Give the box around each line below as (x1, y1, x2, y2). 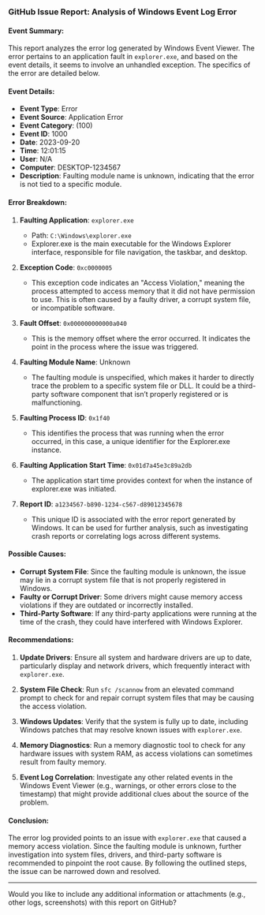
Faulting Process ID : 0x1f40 (19, 413, 110, 422)
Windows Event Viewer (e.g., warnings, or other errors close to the (19, 780, 237, 790)
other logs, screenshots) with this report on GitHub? (8, 898, 177, 907)
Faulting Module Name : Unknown (19, 357, 131, 367)
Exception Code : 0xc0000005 (19, 263, 113, 272)
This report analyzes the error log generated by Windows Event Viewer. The (8, 43, 255, 53)
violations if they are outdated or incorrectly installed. (19, 600, 193, 610)
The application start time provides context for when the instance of (31, 476, 252, 485)
